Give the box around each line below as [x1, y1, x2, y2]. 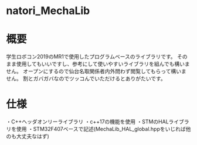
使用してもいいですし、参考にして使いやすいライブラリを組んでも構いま [16, 60, 191, 68]
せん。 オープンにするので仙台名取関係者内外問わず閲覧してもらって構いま [6, 68, 186, 75]
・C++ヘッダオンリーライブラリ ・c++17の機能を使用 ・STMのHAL [6, 118, 169, 125]
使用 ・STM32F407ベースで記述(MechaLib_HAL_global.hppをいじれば [16, 126, 186, 133]
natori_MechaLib [6, 4, 90, 18]
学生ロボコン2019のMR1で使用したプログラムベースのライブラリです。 [6, 53, 176, 60]
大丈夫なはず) [16, 133, 50, 140]
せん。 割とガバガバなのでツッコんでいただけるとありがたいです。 [6, 75, 166, 82]
